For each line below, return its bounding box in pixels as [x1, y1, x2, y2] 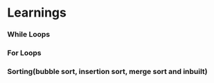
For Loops [7, 48, 42, 58]
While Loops [7, 30, 51, 39]
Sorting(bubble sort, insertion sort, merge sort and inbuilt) [7, 66, 208, 76]
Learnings [7, 5, 67, 21]
